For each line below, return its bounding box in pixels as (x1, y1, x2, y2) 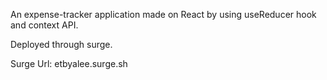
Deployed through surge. (10, 39, 113, 50)
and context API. (10, 19, 79, 31)
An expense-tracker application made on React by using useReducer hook (10, 9, 317, 20)
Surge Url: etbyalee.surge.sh (10, 58, 128, 69)
